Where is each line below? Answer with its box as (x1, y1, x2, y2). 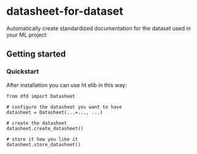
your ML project (6, 31, 47, 38)
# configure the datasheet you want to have (6, 104, 122, 110)
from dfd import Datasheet (6, 93, 75, 99)
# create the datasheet (6, 120, 68, 126)
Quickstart (6, 67, 39, 76)
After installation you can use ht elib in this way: (6, 81, 127, 88)
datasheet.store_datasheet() (6, 141, 81, 148)
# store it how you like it (6, 136, 79, 142)
